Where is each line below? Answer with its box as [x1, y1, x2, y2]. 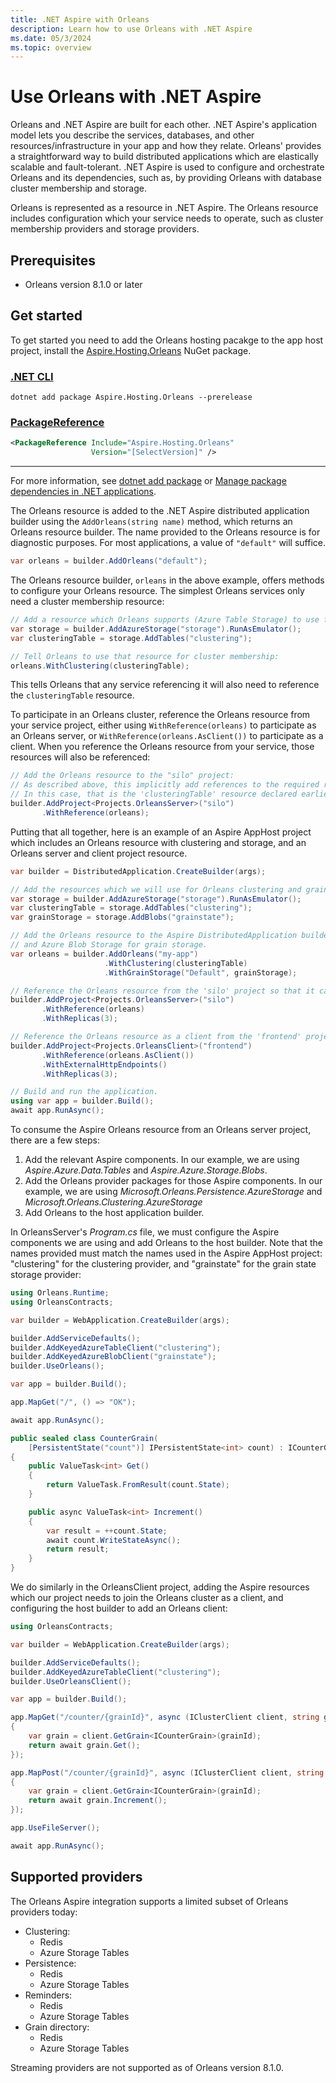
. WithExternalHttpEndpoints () [41, 1059, 168, 1070]
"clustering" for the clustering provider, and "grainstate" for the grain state [10, 1258, 317, 1270]
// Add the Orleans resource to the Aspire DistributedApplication [10, 931, 298, 941]
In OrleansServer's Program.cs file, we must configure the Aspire [10, 1226, 280, 1238]
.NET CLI [10, 369, 54, 383]
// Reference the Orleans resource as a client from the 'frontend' [10, 1032, 302, 1042]
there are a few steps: [10, 1134, 101, 1146]
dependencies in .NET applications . [10, 486, 157, 498]
